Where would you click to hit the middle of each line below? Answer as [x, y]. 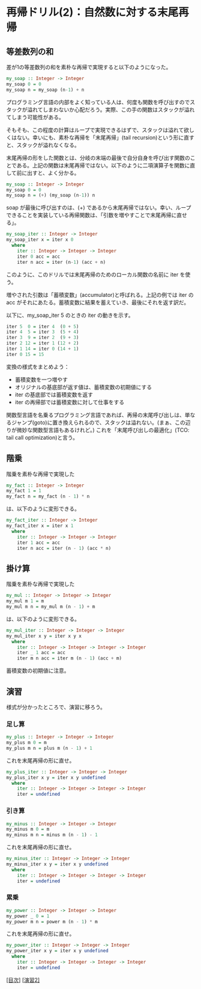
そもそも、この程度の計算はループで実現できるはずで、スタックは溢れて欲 [98, 129]
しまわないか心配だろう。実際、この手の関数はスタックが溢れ [119, 110]
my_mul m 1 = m [25, 601]
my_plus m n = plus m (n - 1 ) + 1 [49, 748]
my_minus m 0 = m [28, 829]
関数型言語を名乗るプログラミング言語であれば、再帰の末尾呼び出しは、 [95, 415]
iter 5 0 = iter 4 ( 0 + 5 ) [43, 326]
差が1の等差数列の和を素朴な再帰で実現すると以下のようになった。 [89, 67]
